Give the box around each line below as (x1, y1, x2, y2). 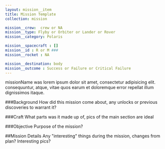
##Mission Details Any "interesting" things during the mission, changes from (5, 133, 161, 139)
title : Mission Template (5, 12, 56, 17)
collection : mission (5, 16, 48, 21)
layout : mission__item (5, 7, 52, 12)
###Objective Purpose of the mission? (5, 123, 83, 129)
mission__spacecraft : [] (5, 43, 58, 48)
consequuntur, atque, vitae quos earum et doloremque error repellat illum (5, 85, 154, 90)
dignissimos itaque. (5, 89, 45, 96)
